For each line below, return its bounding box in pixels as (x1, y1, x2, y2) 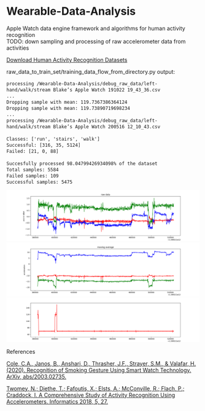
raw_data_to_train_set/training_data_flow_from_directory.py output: (6, 68, 176, 75)
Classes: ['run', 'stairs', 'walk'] (6, 136, 100, 142)
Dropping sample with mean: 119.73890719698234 (6, 105, 131, 111)
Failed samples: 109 (6, 173, 60, 179)
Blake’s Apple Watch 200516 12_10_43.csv (53, 123, 161, 130)
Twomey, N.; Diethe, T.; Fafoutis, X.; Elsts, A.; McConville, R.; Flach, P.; (6, 385, 185, 392)
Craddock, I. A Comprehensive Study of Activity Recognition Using (6, 391, 176, 399)
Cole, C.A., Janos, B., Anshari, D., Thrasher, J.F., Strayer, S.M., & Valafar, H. (6, 359, 196, 367)
